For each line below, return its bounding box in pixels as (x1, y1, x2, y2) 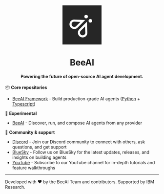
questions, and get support (12, 144, 67, 150)
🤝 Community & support (5, 129, 55, 135)
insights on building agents (12, 154, 67, 160)
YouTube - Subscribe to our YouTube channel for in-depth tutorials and (12, 160, 155, 166)
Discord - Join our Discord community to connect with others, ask (12, 139, 145, 145)
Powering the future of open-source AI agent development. (20, 73, 143, 79)
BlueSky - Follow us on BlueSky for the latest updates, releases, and (12, 150, 150, 155)
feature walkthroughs (12, 165, 55, 171)
